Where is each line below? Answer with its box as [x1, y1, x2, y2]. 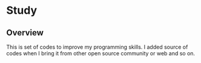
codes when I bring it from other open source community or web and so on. [6, 50, 196, 57]
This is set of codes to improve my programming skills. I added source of [6, 43, 188, 50]
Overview [6, 28, 44, 38]
